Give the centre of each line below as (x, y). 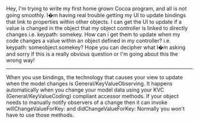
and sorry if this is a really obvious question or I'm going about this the (92, 54)
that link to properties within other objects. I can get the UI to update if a (94, 22)
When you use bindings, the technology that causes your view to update (94, 77)
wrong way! (20, 60)
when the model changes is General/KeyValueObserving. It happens (89, 83)
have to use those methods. (40, 115)
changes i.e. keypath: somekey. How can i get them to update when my (93, 34)
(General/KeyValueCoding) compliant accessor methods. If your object (92, 96)
